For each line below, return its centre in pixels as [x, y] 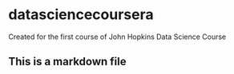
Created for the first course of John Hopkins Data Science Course [117, 37]
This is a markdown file [67, 62]
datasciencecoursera [81, 15]
